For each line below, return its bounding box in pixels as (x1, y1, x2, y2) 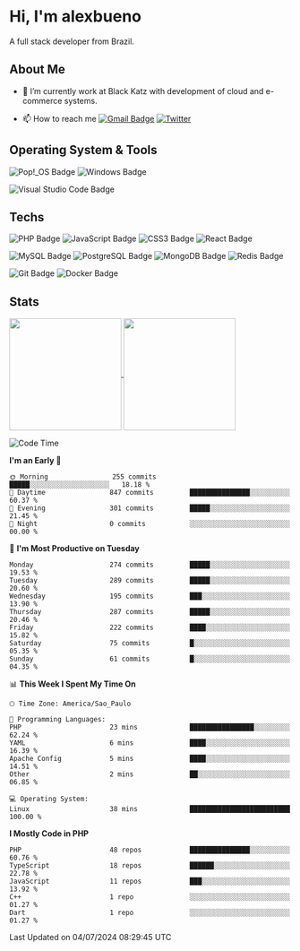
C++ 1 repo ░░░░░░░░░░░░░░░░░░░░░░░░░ (9, 893, 291, 902)
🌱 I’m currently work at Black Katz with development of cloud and (21, 85, 264, 96)
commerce (21, 95, 63, 106)
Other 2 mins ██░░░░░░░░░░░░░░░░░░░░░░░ (9, 770, 291, 779)
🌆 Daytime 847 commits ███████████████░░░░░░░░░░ (9, 488, 291, 497)
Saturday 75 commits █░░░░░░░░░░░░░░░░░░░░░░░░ (9, 639, 291, 648)
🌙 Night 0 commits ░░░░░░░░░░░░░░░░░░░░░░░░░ (9, 520, 291, 529)
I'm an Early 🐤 (9, 455, 62, 466)
